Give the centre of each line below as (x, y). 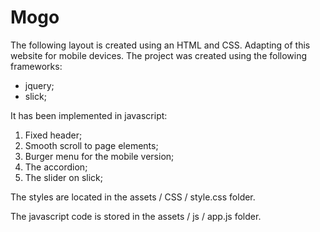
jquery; (39, 85)
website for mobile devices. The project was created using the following (159, 55)
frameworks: (36, 66)
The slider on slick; (64, 177)
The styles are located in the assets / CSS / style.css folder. (133, 197)
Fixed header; (53, 135)
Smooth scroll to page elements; (91, 145)
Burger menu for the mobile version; (99, 156)
